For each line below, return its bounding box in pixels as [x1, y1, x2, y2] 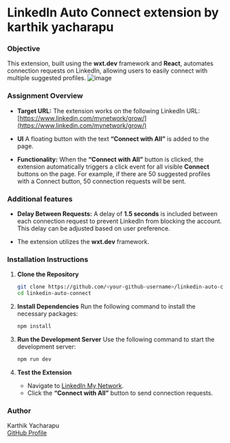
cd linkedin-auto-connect [16, 290, 91, 297]
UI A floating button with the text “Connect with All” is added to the [16, 134, 209, 143]
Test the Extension [16, 368, 72, 376]
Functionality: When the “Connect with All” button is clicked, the [16, 155, 204, 163]
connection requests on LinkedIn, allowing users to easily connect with [7, 67, 208, 75]
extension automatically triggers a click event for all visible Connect [16, 163, 209, 171]
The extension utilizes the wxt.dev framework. [16, 238, 150, 246]
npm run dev [16, 356, 51, 363]
